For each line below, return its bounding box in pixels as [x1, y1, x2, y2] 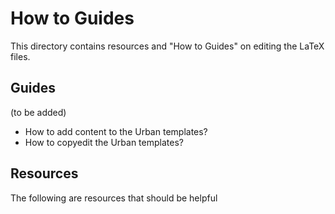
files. [10, 50, 31, 62]
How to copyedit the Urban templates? [24, 136, 184, 148]
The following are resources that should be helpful [10, 192, 218, 204]
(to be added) [10, 106, 67, 118]
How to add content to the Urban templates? [24, 125, 208, 137]
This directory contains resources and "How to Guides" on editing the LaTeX [10, 40, 325, 52]
